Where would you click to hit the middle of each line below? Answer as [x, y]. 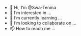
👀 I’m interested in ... [30, 13]
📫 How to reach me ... [32, 28]
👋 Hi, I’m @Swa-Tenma [33, 8]
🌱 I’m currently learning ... [36, 18]
